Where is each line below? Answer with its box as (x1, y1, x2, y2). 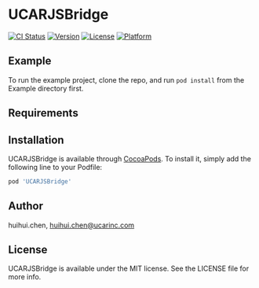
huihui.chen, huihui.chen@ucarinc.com (8, 220, 135, 230)
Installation (8, 133, 64, 146)
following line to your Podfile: (8, 162, 103, 172)
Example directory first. (8, 83, 84, 93)
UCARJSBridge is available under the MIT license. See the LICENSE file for (8, 264, 250, 273)
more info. (8, 272, 42, 282)
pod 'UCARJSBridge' (8, 177, 72, 186)
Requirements (8, 106, 78, 120)
